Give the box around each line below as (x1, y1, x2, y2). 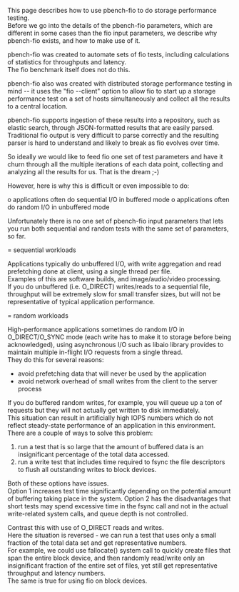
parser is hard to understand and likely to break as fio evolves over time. (7, 139, 220, 147)
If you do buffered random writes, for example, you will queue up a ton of (7, 398, 223, 406)
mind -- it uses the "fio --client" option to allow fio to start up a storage (7, 87, 216, 95)
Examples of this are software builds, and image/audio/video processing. (7, 275, 223, 283)
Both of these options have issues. (7, 479, 109, 488)
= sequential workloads (7, 246, 76, 254)
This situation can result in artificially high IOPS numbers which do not (7, 413, 214, 422)
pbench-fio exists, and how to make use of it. (7, 36, 141, 45)
